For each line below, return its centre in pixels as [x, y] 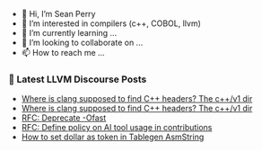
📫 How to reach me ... [63, 53]
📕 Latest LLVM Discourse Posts [78, 79]
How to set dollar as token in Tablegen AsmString [113, 137]
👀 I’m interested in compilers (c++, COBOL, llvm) [111, 23]
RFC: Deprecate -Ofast [64, 118]
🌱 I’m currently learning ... [69, 33]
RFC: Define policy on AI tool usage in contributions [117, 128]
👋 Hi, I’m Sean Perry [58, 14]
